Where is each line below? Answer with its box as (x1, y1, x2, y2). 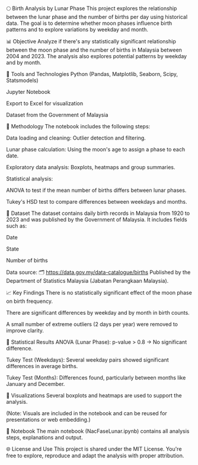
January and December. (6, 381, 65, 387)
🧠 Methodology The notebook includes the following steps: (6, 123, 151, 129)
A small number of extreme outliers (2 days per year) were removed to (6, 321, 178, 328)
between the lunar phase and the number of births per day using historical (6, 14, 188, 20)
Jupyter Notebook (6, 88, 51, 95)
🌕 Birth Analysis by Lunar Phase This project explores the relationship (6, 5, 177, 12)
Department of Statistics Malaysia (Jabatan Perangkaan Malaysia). (6, 277, 169, 284)
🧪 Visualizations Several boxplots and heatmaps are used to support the (6, 392, 182, 399)
